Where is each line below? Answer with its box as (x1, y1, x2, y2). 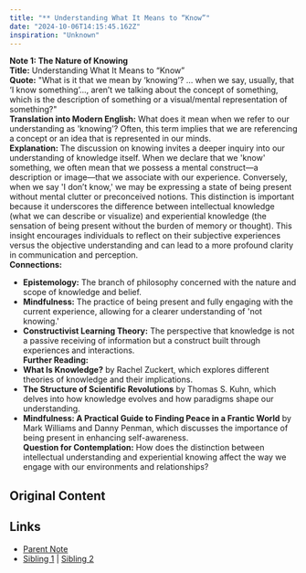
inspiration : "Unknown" (9, 30, 100, 39)
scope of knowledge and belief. (22, 287, 142, 298)
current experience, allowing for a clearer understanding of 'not (22, 306, 263, 317)
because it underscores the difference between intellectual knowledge (9, 201, 276, 212)
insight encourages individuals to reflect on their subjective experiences (9, 230, 281, 241)
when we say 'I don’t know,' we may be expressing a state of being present (9, 182, 292, 193)
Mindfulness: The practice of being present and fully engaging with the (22, 296, 294, 307)
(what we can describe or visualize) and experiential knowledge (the (9, 211, 267, 222)
